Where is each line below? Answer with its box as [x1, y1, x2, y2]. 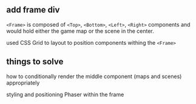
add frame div [6, 5, 60, 15]
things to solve [6, 57, 64, 67]
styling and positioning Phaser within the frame [6, 91, 124, 98]
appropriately [6, 79, 40, 86]
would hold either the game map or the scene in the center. [6, 27, 155, 34]
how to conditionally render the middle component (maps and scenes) [6, 73, 182, 80]
